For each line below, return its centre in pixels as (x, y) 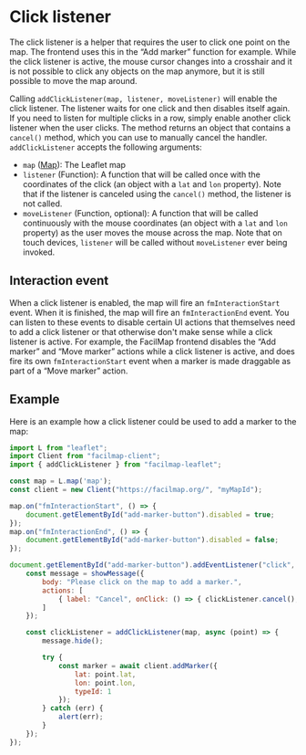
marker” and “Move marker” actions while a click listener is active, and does (153, 351)
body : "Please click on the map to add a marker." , (143, 582)
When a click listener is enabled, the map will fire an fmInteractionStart (145, 302)
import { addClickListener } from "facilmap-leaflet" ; (116, 465)
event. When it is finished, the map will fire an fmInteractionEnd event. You (149, 312)
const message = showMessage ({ (85, 574)
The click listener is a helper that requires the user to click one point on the (150, 42)
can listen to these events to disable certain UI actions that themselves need (153, 322)
